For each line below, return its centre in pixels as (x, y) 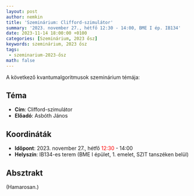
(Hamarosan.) (22, 187)
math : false (20, 60)
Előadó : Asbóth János (41, 116)
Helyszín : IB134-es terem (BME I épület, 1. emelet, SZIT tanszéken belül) (102, 154)
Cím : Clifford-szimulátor (43, 109)
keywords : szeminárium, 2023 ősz (47, 44)
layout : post (22, 11)
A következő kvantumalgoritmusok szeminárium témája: (73, 77)
